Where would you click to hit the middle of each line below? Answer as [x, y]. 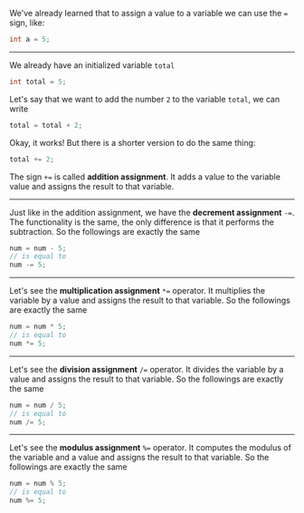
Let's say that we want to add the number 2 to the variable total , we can [145, 99]
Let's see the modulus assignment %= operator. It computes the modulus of [151, 448]
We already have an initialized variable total [92, 65]
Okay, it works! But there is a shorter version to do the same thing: [133, 142]
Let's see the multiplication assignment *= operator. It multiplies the [137, 291]
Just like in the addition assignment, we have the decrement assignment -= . [152, 212]
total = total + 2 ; [46, 125]
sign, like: [27, 23]
